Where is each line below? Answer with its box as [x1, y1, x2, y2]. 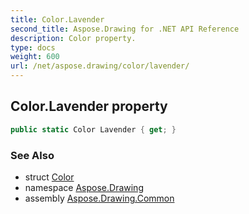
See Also [10, 148, 55, 162]
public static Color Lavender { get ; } [10, 124, 177, 135]
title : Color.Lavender [10, 14, 105, 25]
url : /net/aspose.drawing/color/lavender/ [10, 61, 190, 71]
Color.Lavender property [10, 98, 168, 115]
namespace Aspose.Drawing [24, 181, 144, 193]
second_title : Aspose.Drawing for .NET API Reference [10, 24, 240, 34]
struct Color [24, 171, 75, 183]
